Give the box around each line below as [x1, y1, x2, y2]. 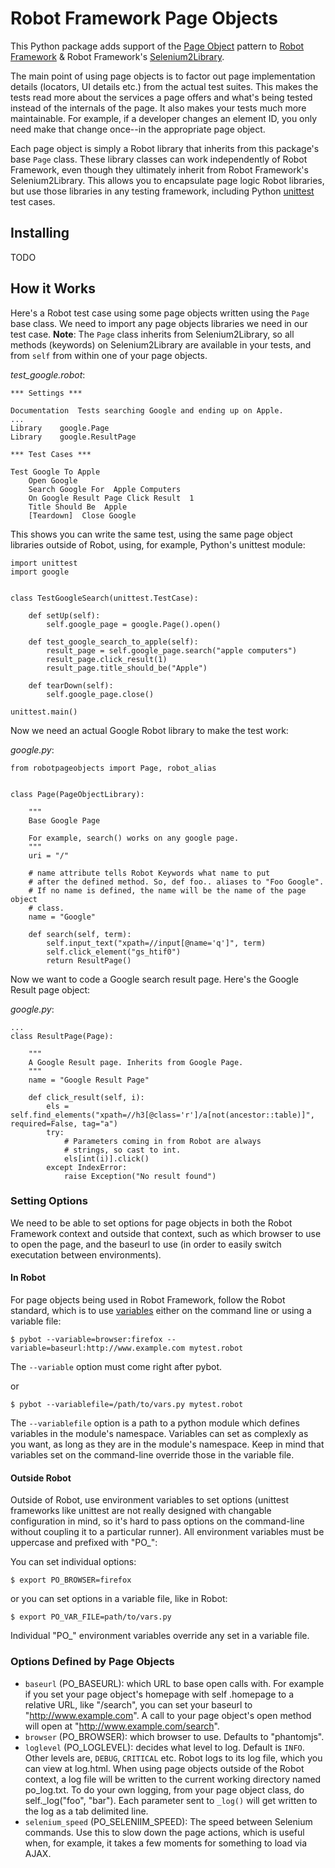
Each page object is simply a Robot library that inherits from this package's [10, 142, 320, 154]
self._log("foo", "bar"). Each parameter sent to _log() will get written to [24, 1794, 318, 1806]
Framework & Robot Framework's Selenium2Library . [10, 50, 225, 62]
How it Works [10, 280, 96, 297]
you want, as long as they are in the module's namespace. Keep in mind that [10, 1438, 325, 1451]
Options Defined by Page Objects [10, 1655, 175, 1669]
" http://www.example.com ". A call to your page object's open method [24, 1709, 312, 1721]
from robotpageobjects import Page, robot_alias [10, 763, 217, 773]
